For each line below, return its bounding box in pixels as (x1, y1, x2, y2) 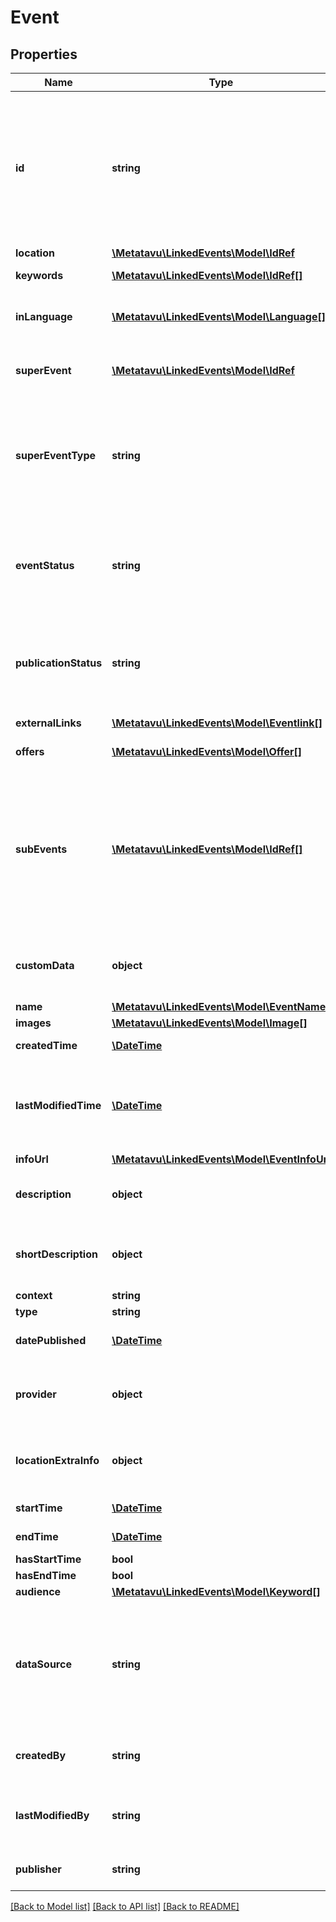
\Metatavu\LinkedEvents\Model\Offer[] (111, 745, 303, 758)
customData (15, 959, 75, 972)
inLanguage (15, 310, 73, 323)
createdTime (15, 1039, 78, 1052)
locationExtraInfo (15, 1454, 100, 1467)
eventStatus (15, 559, 75, 572)
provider (15, 1387, 57, 1401)
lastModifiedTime (15, 1099, 102, 1112)
